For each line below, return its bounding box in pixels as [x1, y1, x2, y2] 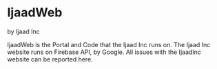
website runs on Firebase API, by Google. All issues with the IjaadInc [7, 48, 202, 56]
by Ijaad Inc [7, 27, 40, 36]
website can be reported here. [7, 55, 93, 63]
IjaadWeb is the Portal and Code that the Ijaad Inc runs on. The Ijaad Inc [7, 40, 211, 49]
